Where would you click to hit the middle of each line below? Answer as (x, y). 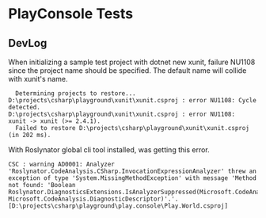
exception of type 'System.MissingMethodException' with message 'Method (133, 178)
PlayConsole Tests (71, 14)
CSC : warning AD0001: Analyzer (61, 164)
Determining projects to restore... (76, 94)
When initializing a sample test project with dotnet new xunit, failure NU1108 (132, 62)
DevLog (28, 43)
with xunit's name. (38, 79)
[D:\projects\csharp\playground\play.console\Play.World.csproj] (118, 206)
